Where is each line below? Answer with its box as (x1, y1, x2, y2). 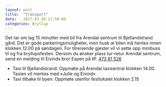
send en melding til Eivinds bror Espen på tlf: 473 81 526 (5, 56, 122, 62)
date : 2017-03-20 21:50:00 (5, 16, 66, 21)
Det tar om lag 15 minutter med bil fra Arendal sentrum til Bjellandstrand (5, 35, 153, 41)
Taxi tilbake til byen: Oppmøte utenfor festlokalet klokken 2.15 (12, 76, 139, 82)
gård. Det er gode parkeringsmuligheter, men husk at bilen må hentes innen (5, 40, 161, 46)
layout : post (5, 7, 33, 12)
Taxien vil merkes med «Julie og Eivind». (12, 71, 97, 77)
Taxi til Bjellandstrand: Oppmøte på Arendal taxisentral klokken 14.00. (12, 66, 156, 72)
